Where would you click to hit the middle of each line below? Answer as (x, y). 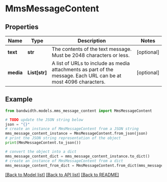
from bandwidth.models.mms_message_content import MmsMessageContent (79, 111)
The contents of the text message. (91, 49)
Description (92, 41)
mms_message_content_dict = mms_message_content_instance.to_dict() (78, 156)
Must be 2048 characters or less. (91, 55)
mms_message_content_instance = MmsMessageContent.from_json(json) (77, 134)
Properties (22, 27)
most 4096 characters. (79, 82)
